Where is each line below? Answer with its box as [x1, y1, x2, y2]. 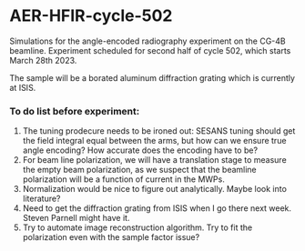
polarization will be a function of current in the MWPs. [22, 174, 225, 185]
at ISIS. [9, 82, 36, 93]
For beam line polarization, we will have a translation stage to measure [22, 155, 287, 166]
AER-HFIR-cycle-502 [9, 5, 173, 26]
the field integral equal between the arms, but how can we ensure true [22, 136, 287, 146]
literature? [22, 193, 61, 205]
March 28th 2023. [9, 55, 77, 65]
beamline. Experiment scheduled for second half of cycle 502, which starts [9, 45, 291, 55]
